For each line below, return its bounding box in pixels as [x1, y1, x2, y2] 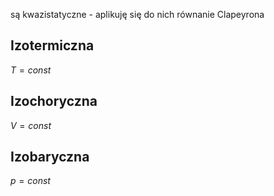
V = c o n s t [10, 119, 52, 131]
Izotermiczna [10, 37, 95, 54]
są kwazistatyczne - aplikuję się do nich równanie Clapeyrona [10, 9, 265, 20]
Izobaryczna [10, 149, 90, 166]
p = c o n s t [10, 175, 51, 187]
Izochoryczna [10, 93, 98, 110]
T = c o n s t [10, 64, 52, 76]
